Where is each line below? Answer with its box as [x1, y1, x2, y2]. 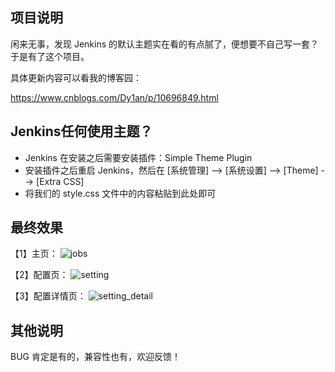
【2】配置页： [10, 269, 69, 281]
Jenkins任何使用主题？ [10, 123, 153, 140]
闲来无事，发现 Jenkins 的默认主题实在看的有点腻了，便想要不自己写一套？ [10, 38, 320, 50]
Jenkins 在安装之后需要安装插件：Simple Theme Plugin [24, 151, 253, 163]
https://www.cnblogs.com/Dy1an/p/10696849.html [10, 91, 219, 103]
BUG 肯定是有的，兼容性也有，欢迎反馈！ [10, 351, 181, 363]
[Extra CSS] [36, 175, 85, 187]
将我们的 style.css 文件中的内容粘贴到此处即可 [24, 187, 217, 199]
